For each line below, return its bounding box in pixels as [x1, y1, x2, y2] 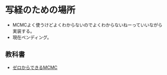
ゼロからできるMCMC [12, 64, 57, 70]
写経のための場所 [5, 4, 76, 16]
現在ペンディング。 [12, 34, 51, 40]
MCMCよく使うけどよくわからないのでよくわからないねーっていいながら [12, 22, 162, 28]
